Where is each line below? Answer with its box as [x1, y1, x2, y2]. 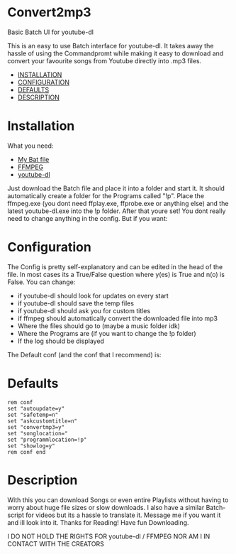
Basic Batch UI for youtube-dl [7, 28, 94, 36]
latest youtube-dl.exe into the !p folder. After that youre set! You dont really [7, 207, 226, 215]
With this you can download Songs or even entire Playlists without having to [7, 495, 229, 504]
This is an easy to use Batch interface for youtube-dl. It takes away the [7, 41, 214, 50]
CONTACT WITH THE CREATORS [7, 539, 104, 548]
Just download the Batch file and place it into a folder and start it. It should [7, 184, 225, 192]
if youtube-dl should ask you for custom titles [17, 306, 151, 315]
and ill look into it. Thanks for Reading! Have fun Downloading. [7, 518, 189, 526]
